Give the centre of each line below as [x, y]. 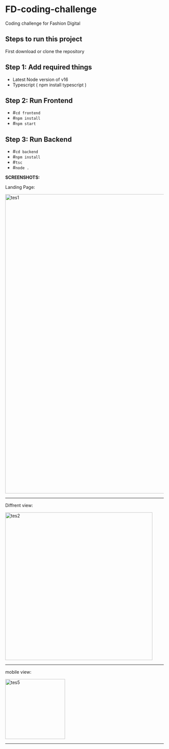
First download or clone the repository [45, 51]
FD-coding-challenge [51, 9]
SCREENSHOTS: [23, 177]
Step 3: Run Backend [38, 139]
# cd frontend [26, 113]
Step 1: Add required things [49, 67]
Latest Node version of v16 [40, 79]
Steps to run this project [44, 39]
